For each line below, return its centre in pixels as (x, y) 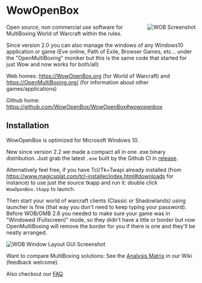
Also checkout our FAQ (35, 273)
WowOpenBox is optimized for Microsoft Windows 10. (73, 140)
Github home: (23, 100)
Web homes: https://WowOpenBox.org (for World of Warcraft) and (88, 76)
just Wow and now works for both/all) (53, 64)
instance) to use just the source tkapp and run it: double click (82, 182)
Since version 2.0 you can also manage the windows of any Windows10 (95, 45)
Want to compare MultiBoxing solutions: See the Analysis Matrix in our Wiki (99, 255)
